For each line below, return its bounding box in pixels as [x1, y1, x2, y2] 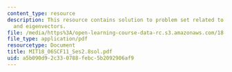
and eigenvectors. [13, 23, 67, 29]
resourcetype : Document [7, 42, 76, 49]
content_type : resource [7, 10, 76, 17]
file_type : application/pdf [7, 36, 88, 43]
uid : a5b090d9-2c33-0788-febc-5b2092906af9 [7, 55, 135, 62]
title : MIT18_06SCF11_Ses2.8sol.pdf [7, 49, 113, 56]
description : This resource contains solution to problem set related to [7, 16, 224, 23]
